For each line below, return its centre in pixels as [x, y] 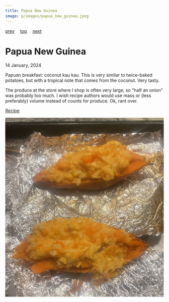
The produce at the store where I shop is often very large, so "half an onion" [84, 90]
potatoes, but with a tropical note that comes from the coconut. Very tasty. [82, 80]
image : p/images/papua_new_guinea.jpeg [47, 16]
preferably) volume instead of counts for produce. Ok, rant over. [72, 101]
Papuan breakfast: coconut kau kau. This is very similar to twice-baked [79, 75]
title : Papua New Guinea [31, 11]
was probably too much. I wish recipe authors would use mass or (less [78, 95]
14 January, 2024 [23, 65]
